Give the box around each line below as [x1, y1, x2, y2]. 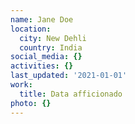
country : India [19, 42, 83, 53]
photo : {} [10, 98, 52, 108]
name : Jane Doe [10, 14, 74, 25]
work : [10, 80, 33, 90]
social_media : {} [10, 52, 83, 62]
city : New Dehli [19, 33, 87, 43]
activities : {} [10, 61, 74, 71]
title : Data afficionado [19, 89, 123, 99]
